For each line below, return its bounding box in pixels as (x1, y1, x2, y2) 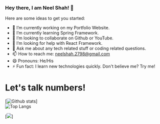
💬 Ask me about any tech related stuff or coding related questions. (12, 46, 146, 52)
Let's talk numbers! (5, 82, 86, 93)
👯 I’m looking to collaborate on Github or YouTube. (12, 35, 114, 41)
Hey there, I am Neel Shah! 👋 (5, 4, 74, 11)
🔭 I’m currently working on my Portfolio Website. (12, 25, 110, 31)
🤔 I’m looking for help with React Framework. (12, 40, 103, 46)
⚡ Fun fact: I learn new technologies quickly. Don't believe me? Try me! (12, 63, 156, 70)
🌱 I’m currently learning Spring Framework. (12, 30, 99, 36)
